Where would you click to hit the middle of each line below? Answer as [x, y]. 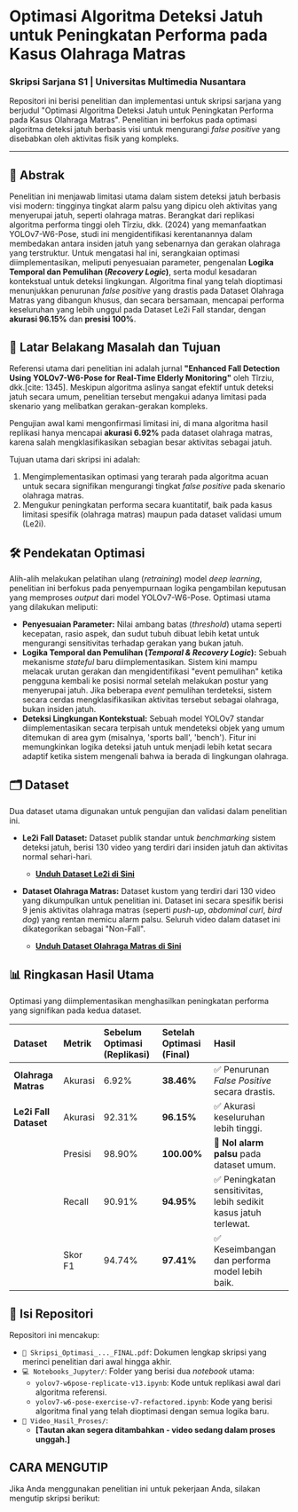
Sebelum [122, 1032]
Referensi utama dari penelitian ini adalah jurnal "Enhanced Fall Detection [145, 368]
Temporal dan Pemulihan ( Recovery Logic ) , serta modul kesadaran [133, 272]
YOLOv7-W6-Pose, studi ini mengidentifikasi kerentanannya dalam [131, 234]
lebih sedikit [239, 1201]
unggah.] [53, 1439]
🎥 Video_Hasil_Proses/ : [65, 1421]
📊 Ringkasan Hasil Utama [82, 975]
